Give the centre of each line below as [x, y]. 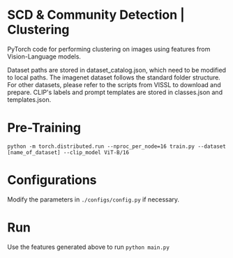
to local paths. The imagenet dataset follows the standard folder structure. [114, 77]
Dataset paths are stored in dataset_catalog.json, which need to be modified [117, 70]
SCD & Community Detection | [96, 15]
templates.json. [29, 99]
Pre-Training [44, 128]
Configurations [52, 180]
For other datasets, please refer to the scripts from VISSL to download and [114, 84]
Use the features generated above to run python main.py [88, 247]
